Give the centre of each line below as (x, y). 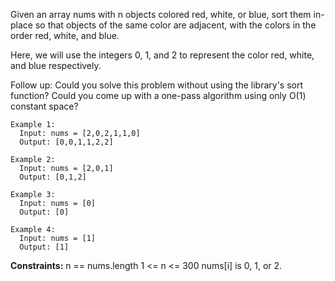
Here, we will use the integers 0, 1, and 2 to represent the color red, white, (162, 55)
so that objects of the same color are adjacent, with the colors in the (175, 25)
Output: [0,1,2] (53, 177)
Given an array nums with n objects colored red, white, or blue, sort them (161, 14)
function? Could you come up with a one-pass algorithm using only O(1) (158, 95)
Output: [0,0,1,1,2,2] (66, 142)
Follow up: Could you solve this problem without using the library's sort (157, 85)
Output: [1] (44, 247)
